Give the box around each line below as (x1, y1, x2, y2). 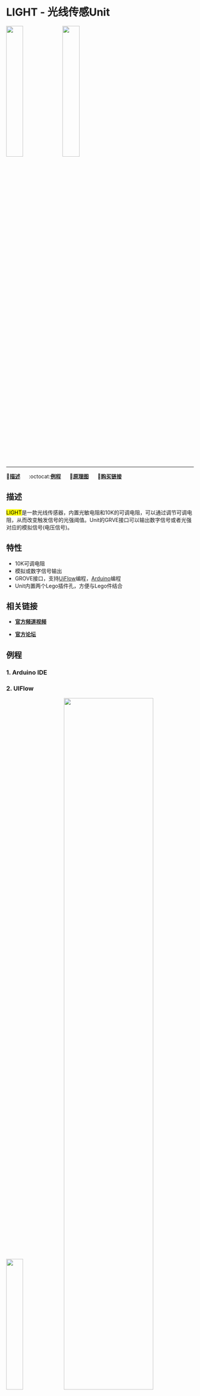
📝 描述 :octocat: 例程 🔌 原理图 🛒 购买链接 (6, 472, 122, 480)
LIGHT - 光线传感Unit (6, 5, 110, 19)
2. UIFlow (6, 684, 34, 692)
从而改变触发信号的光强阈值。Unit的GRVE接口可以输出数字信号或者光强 (16, 516, 192, 523)
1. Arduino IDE (6, 668, 48, 676)
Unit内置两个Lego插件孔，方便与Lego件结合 (14, 582, 123, 589)
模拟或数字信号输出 (14, 567, 62, 574)
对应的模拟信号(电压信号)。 (6, 524, 73, 531)
